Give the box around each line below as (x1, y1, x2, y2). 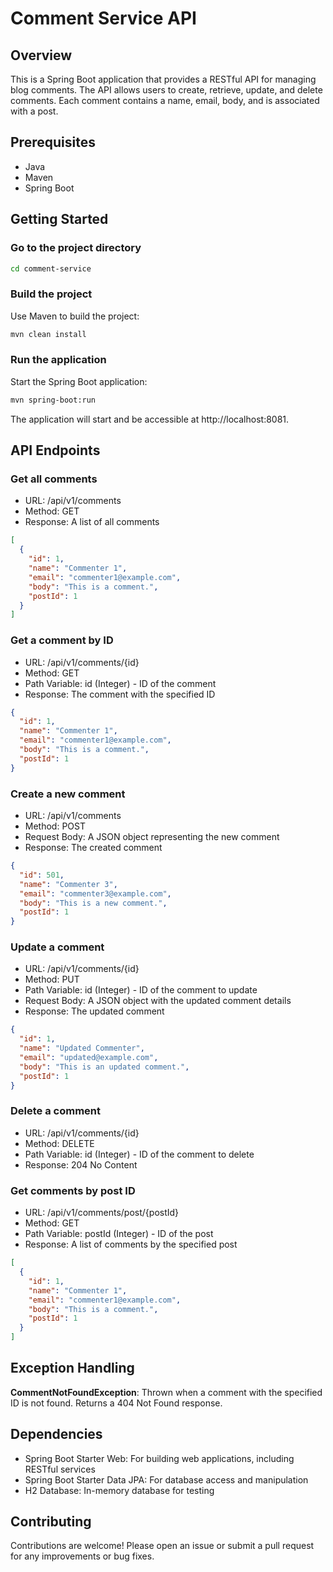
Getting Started (10, 211, 109, 228)
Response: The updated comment (24, 1005, 165, 1017)
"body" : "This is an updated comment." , (19, 1062, 190, 1072)
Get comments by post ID (10, 1183, 136, 1197)
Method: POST (24, 820, 86, 832)
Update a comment (10, 940, 105, 954)
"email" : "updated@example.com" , (19, 1053, 159, 1063)
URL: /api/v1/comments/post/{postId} (24, 1207, 180, 1219)
